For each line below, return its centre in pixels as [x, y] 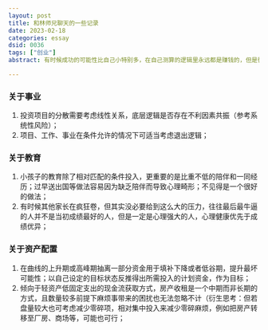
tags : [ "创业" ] [32, 53]
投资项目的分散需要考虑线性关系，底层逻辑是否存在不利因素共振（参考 [135, 116]
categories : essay [39, 38]
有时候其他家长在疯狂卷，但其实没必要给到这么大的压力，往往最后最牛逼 [138, 206]
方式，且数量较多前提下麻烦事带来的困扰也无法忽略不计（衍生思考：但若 [138, 298]
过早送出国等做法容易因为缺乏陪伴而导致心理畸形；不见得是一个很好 [146, 187]
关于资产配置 [33, 249]
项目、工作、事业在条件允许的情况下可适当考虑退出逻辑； [114, 136]
